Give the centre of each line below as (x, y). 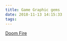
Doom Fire (16, 33)
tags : (11, 19)
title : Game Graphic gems (32, 10)
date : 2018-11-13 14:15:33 (34, 14)
